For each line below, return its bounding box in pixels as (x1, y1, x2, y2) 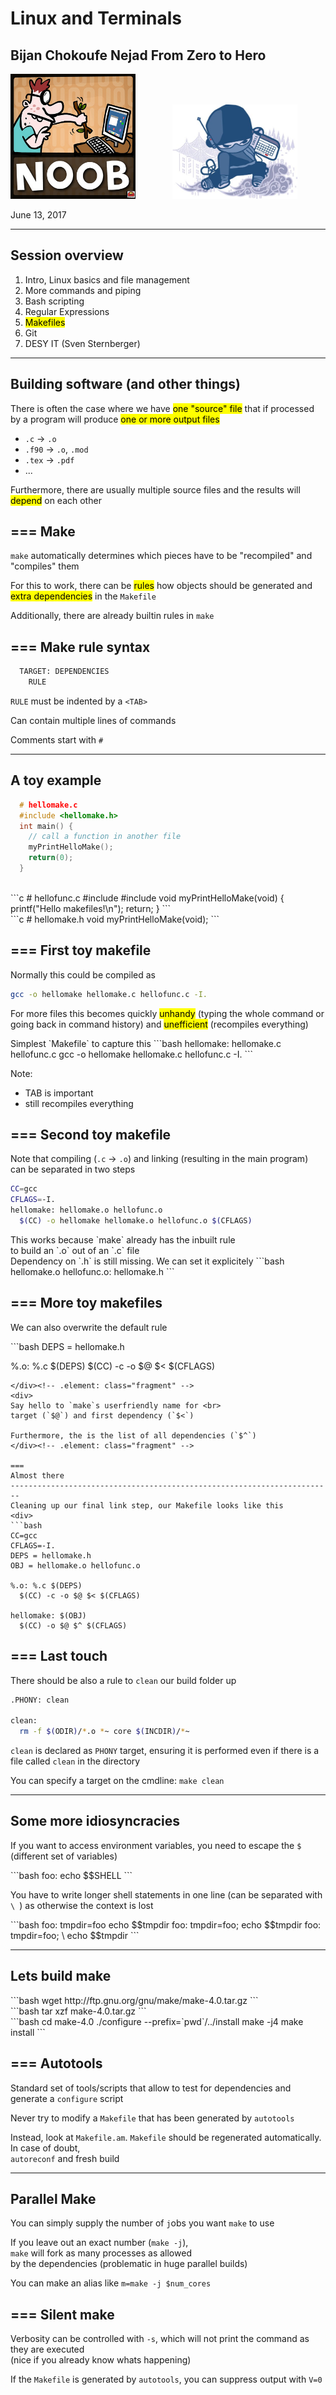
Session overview (10, 247, 124, 264)
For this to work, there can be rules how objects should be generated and (10, 580, 313, 592)
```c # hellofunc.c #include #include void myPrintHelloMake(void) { (10, 892, 285, 904)
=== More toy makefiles (10, 1295, 163, 1312)
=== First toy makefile (10, 942, 152, 959)
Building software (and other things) (10, 376, 242, 393)
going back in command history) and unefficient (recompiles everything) (10, 1018, 309, 1030)
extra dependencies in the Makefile (10, 590, 157, 602)
